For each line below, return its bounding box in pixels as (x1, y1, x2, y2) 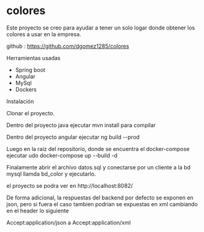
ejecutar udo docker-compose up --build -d (6, 152, 118, 159)
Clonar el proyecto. (6, 109, 55, 117)
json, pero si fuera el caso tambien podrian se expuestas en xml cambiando (6, 200, 198, 207)
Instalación (6, 98, 34, 105)
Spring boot (15, 66, 45, 74)
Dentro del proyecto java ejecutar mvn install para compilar (6, 121, 156, 129)
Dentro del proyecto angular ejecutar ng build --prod (6, 133, 140, 141)
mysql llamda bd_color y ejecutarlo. (6, 170, 96, 177)
